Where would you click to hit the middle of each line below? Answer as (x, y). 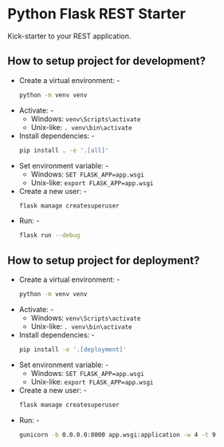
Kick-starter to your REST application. (69, 36)
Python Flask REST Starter (97, 14)
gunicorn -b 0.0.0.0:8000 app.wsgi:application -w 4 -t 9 (117, 435)
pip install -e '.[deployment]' (73, 349)
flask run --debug (49, 235)
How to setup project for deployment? (104, 260)
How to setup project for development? (107, 61)
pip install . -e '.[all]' (64, 150)
